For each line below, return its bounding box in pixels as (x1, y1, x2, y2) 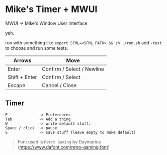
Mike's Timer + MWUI (5, 4, 98, 15)
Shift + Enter (8, 73, 37, 81)
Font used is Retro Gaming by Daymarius (17, 138, 101, 144)
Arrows (13, 57, 32, 64)
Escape (8, 82, 26, 89)
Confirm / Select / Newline (42, 65, 105, 72)
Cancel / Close (42, 82, 77, 89)
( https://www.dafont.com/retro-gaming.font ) (17, 144, 110, 150)
